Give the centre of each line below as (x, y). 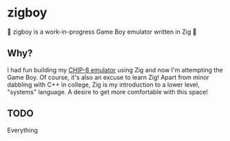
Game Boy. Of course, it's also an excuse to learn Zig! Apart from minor (108, 77)
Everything (22, 130)
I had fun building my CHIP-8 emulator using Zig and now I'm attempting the (115, 69)
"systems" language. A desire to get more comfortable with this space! (108, 91)
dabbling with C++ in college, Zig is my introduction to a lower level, (103, 85)
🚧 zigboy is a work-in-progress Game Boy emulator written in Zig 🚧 (102, 32)
